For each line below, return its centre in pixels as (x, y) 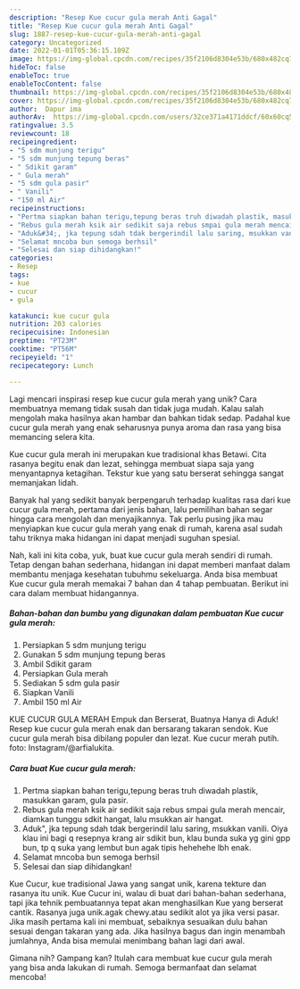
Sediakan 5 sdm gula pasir (71, 683)
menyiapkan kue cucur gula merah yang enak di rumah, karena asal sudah (146, 528)
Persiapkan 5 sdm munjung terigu (84, 645)
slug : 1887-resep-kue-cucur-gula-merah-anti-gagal (105, 34)
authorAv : (28, 117)
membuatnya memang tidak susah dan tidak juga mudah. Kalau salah (137, 408)
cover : (21, 100)
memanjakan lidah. (44, 482)
